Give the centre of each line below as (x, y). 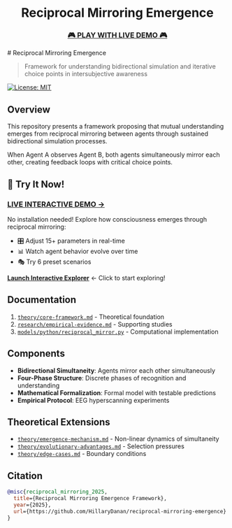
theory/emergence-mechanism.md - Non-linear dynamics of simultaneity (118, 439)
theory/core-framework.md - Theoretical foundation (91, 317)
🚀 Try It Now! (36, 184)
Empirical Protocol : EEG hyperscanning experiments (93, 400)
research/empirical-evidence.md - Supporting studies (95, 324)
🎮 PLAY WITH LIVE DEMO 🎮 (117, 35)
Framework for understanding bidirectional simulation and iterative (120, 66)
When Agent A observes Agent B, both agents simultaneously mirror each (114, 155)
